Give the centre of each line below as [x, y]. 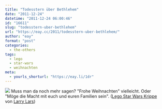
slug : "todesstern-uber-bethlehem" [41, 27]
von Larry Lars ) [20, 101]
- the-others [22, 50]
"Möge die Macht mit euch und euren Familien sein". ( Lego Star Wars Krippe [81, 96]
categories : [17, 45]
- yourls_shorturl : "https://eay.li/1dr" [52, 77]
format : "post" [20, 41]
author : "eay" [19, 37]
